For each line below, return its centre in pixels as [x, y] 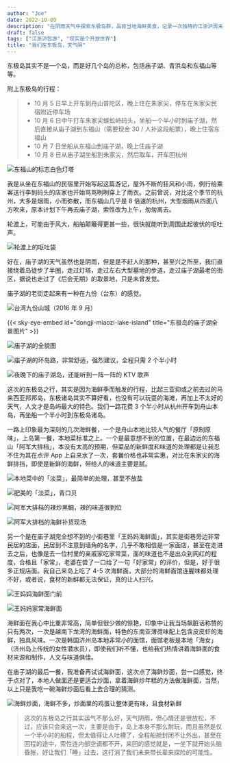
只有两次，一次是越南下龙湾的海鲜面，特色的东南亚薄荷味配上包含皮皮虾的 [112, 631]
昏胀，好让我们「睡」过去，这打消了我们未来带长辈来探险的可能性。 [120, 752]
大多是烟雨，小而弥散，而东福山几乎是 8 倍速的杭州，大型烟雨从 [110, 201]
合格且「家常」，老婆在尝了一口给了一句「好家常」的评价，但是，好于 [116, 562]
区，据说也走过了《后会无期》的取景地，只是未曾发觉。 [85, 279]
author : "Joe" [27, 13]
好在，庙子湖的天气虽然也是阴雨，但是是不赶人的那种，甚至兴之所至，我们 [112, 262]
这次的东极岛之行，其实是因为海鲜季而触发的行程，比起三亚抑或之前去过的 [112, 389]
